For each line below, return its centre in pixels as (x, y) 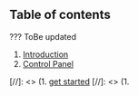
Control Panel (48, 63)
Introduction (45, 54)
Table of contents (60, 15)
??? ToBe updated (43, 36)
